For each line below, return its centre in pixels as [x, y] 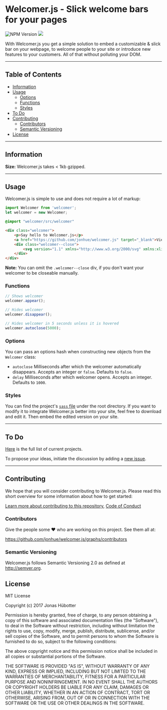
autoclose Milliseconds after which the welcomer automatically [77, 366]
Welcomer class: [21, 357]
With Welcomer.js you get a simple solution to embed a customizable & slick [83, 44]
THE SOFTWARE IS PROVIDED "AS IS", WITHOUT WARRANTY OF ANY [78, 666]
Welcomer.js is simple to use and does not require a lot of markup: [73, 199]
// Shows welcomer [24, 296]
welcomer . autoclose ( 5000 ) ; [33, 328]
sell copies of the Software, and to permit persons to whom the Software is [82, 636]
